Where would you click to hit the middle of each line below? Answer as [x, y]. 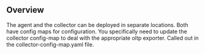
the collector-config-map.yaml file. [50, 44]
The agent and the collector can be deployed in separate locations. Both [97, 25]
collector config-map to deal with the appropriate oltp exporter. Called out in [102, 38]
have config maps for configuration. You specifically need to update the [97, 31]
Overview [25, 10]
